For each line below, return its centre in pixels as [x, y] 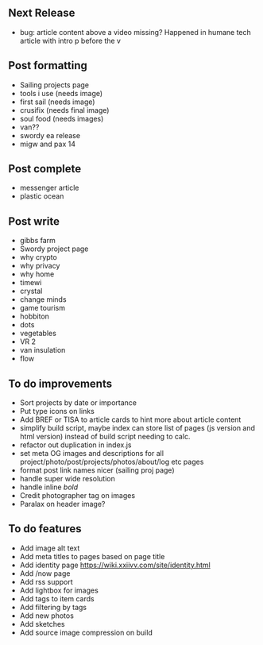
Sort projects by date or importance [78, 403]
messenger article [49, 188]
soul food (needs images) [62, 118]
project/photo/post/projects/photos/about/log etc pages [112, 462]
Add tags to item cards [57, 598]
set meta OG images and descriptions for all [92, 454]
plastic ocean [42, 196]
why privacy [40, 266]
